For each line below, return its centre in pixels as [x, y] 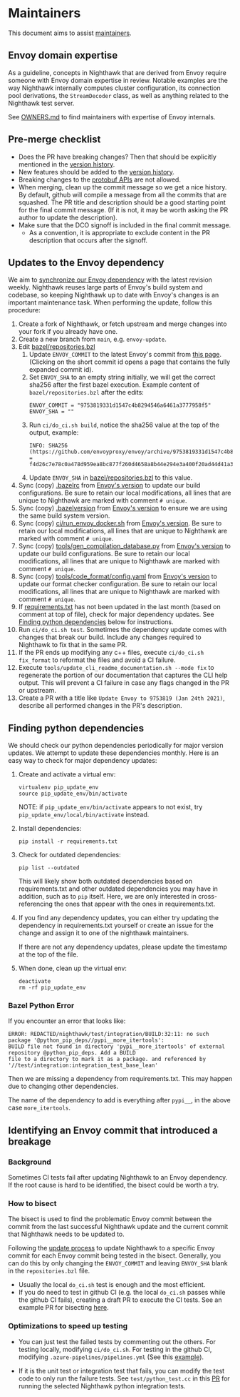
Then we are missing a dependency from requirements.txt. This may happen [120, 1079]
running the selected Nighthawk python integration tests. [102, 1386]
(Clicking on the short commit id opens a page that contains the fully [130, 362]
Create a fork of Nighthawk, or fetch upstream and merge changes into [122, 324]
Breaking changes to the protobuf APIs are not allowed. [99, 179]
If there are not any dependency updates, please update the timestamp [122, 947]
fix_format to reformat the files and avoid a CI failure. [97, 660]
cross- [208, 897]
